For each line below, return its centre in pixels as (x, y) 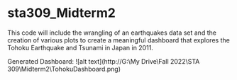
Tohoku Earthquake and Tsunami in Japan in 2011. (81, 47)
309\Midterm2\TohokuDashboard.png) (64, 69)
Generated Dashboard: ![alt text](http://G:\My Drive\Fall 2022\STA (104, 61)
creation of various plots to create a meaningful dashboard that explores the (119, 40)
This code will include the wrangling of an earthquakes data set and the (112, 33)
